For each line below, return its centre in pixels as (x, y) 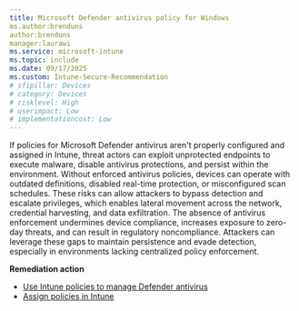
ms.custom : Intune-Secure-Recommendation (89, 77)
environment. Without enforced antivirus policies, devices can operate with (150, 175)
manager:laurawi (40, 43)
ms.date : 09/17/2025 (49, 69)
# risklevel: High (44, 102)
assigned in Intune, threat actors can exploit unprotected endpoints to (140, 155)
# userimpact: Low (44, 111)
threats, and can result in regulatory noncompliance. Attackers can (150, 232)
